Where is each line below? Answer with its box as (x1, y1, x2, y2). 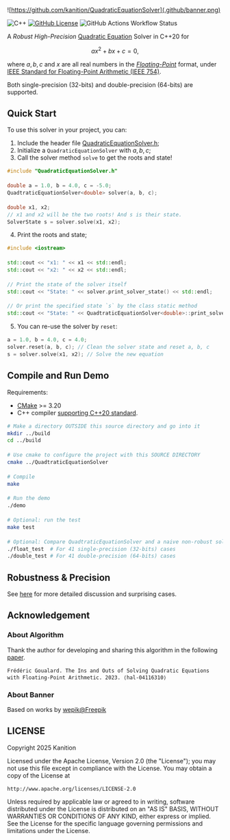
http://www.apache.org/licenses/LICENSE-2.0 (7, 785, 136, 792)
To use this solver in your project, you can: (7, 126, 127, 134)
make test (7, 523, 36, 530)
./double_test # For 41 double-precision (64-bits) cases (7, 553, 176, 560)
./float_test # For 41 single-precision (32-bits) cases (7, 545, 176, 552)
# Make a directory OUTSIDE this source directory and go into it (7, 423, 201, 430)
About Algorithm (7, 630, 64, 640)
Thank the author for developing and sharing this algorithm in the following (7, 645, 218, 654)
